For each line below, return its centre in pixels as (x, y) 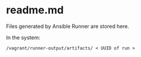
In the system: (23, 37)
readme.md (35, 10)
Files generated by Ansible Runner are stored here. (68, 26)
